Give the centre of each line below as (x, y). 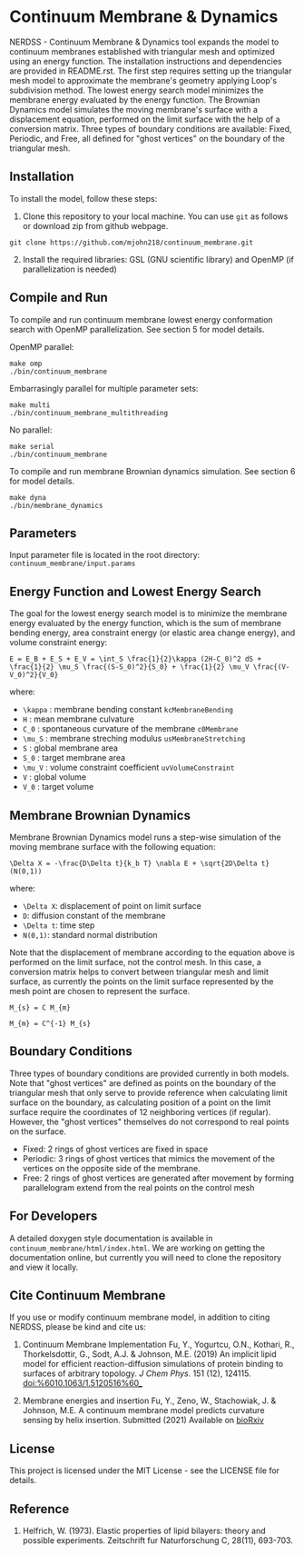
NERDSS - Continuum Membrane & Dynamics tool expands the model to (144, 42)
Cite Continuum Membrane (88, 1296)
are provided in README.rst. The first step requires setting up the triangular (151, 71)
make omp (26, 364)
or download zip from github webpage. (95, 225)
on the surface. (38, 1131)
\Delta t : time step (59, 925)
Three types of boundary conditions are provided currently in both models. (149, 1073)
